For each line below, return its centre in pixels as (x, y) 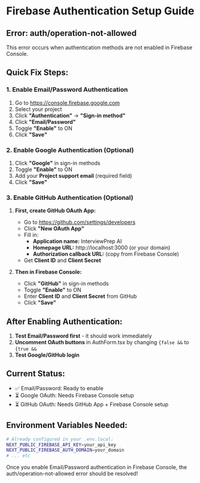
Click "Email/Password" (45, 121)
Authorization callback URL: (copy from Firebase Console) (106, 254)
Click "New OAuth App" (54, 229)
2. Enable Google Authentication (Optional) (70, 150)
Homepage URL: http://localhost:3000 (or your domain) (101, 248)
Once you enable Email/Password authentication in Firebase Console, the (97, 467)
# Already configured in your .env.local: (60, 439)
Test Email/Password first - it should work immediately (83, 336)
